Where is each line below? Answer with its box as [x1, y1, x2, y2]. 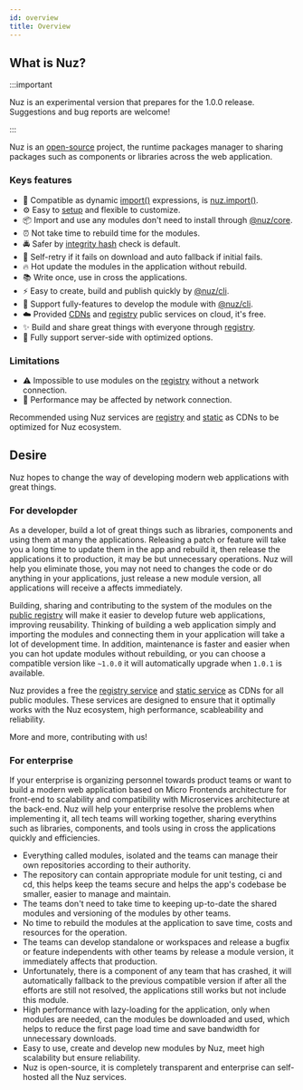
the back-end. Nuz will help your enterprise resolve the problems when [9, 803, 275, 814]
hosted [22, 1072, 50, 1083]
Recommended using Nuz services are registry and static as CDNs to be [9, 412, 279, 423]
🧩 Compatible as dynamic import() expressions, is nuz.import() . [22, 194, 260, 205]
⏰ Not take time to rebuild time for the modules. [22, 228, 201, 238]
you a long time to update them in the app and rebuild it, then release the [9, 544, 280, 555]
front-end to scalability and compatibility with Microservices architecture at [9, 794, 290, 805]
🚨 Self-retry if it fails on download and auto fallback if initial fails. [22, 251, 263, 262]
